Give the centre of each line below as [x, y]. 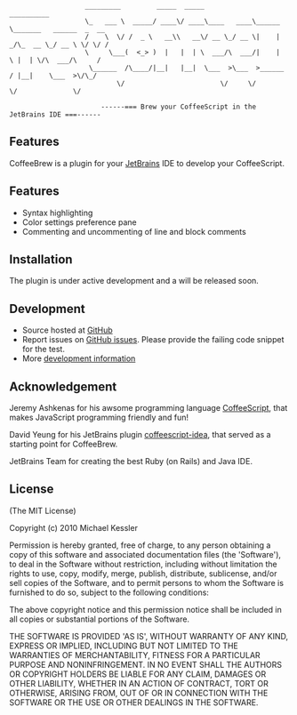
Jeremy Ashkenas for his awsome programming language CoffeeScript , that [148, 408]
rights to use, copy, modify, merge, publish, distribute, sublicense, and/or [143, 573]
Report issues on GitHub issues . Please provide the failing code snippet [153, 340]
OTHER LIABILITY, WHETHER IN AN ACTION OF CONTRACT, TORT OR [139, 683]
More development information [79, 358]
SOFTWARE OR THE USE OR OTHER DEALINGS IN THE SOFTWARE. [134, 702]
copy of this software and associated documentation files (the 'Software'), [145, 554]
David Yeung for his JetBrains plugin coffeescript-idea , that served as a [140, 435]
